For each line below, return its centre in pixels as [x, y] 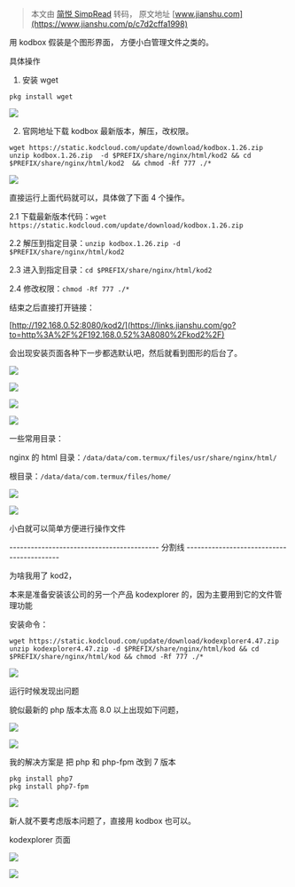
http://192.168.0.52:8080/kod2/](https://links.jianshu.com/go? [124, 325]
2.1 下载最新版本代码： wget [58, 216]
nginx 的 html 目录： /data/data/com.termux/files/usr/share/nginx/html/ [143, 457]
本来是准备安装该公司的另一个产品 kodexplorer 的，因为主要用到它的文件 [142, 594]
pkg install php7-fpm [49, 787]
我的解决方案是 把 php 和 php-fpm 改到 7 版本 [93, 762]
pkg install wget [41, 97]
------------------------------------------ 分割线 [97, 547]
